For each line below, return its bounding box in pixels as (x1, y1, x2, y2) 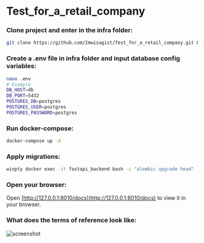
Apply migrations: (6, 152, 61, 161)
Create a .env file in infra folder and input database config (6, 54, 180, 63)
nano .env (6, 76, 32, 82)
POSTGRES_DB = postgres (6, 99, 61, 105)
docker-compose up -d (6, 138, 61, 144)
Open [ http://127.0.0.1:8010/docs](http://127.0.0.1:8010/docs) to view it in (6, 194, 186, 202)
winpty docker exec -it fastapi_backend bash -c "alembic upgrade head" (6, 166, 194, 172)
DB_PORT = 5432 (6, 93, 39, 99)
